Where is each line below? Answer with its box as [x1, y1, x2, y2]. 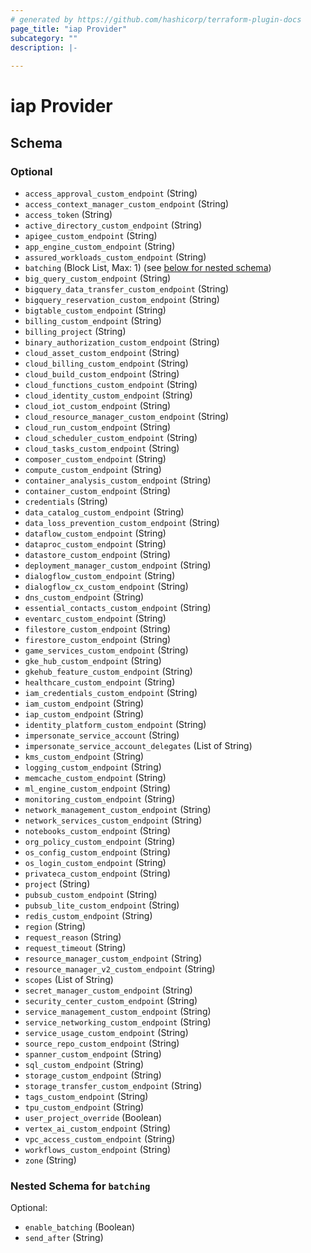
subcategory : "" [10, 33, 78, 43]
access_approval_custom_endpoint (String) [24, 187, 198, 199]
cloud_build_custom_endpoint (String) [24, 368, 180, 380]
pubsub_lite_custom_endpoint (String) [24, 899, 180, 911]
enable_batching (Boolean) [24, 1221, 136, 1233]
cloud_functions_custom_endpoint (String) [24, 379, 198, 390]
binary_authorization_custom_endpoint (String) [24, 336, 220, 348]
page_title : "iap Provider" [10, 24, 128, 34]
